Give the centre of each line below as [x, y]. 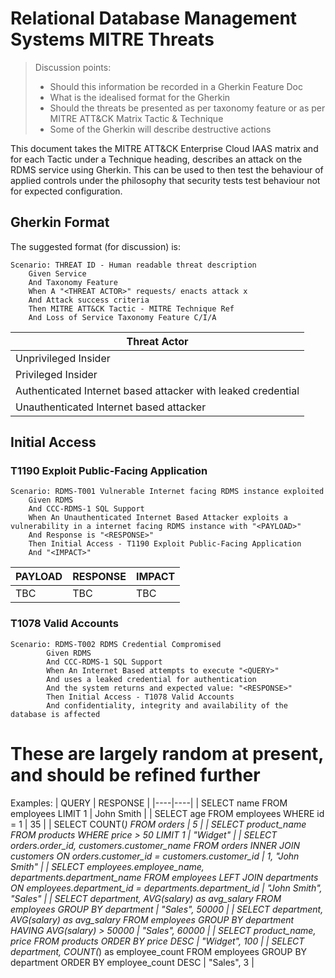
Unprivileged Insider [63, 358]
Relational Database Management [154, 18]
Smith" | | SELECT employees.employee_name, [107, 866]
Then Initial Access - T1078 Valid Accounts [140, 697]
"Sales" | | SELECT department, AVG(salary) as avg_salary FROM [146, 898]
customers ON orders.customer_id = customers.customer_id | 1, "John [155, 856]
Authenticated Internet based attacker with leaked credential [157, 390]
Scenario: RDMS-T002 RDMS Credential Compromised [116, 644]
